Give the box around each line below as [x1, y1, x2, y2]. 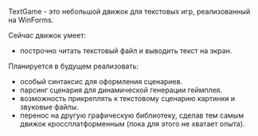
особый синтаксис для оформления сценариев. [19, 77, 183, 86]
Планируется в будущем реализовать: [8, 61, 139, 71]
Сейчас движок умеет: [8, 31, 86, 40]
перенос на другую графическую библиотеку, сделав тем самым [19, 111, 244, 120]
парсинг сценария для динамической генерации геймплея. [19, 85, 223, 95]
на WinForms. [8, 15, 54, 25]
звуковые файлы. [19, 103, 79, 111]
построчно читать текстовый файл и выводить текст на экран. [19, 46, 233, 55]
